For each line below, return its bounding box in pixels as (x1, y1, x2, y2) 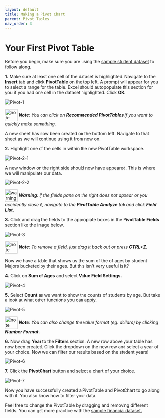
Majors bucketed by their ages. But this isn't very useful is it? (5, 263, 129, 269)
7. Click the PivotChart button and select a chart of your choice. (5, 368, 136, 374)
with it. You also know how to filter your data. (5, 393, 97, 399)
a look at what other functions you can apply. (5, 297, 97, 303)
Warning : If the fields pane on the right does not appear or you (18, 192, 148, 198)
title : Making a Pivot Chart (5, 12, 65, 17)
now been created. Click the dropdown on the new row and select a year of (5, 344, 159, 350)
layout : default (5, 7, 39, 12)
